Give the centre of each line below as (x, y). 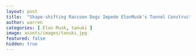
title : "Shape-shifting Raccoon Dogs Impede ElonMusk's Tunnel (86, 17)
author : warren (24, 22)
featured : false (26, 38)
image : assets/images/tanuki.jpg (47, 33)
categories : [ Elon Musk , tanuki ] (49, 28)
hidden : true (22, 44)
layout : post (22, 11)
